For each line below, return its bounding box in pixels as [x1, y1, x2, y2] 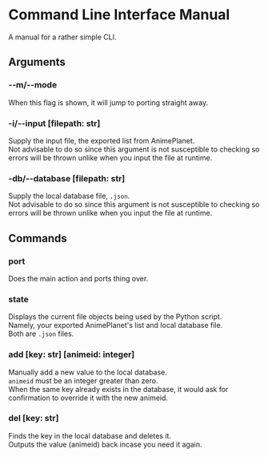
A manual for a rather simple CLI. [8, 32, 118, 42]
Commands [8, 231, 68, 245]
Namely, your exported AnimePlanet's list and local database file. [8, 321, 223, 330]
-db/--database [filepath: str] [8, 172, 126, 184]
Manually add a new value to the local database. [8, 367, 168, 377]
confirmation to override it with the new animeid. [8, 393, 169, 402]
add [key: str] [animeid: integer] [8, 349, 135, 360]
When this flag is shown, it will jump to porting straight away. [8, 98, 209, 107]
